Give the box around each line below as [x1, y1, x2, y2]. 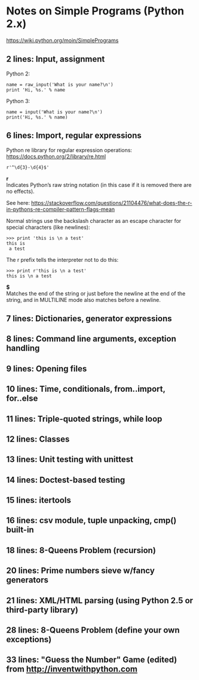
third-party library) [6, 605, 79, 615]
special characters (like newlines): [6, 223, 90, 231]
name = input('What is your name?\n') [6, 109, 103, 115]
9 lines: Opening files [6, 364, 87, 374]
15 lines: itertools [6, 495, 72, 506]
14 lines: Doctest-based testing [6, 475, 125, 485]
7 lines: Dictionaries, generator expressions [6, 313, 172, 324]
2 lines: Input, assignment [6, 54, 105, 64]
